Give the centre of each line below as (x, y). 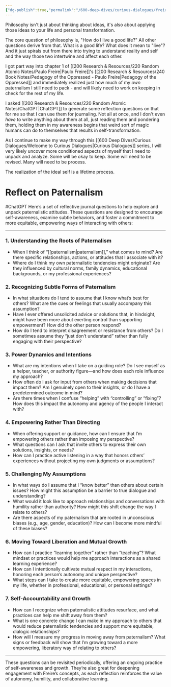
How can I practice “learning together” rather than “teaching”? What (84, 553)
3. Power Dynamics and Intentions (48, 354)
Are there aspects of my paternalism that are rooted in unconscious (83, 518)
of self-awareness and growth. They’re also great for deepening (73, 668)
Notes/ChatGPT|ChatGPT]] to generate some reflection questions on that (82, 108)
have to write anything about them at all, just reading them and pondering (82, 119)
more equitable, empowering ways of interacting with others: (69, 223)
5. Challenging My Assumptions (46, 474)
